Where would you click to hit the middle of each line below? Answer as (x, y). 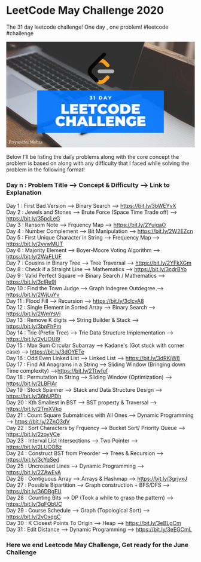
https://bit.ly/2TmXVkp (34, 409)
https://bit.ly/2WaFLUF (34, 256)
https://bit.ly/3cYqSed (33, 459)
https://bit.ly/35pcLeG (33, 218)
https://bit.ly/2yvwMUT (35, 244)
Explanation (24, 193)
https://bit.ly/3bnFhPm (34, 326)
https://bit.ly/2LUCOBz (34, 447)
